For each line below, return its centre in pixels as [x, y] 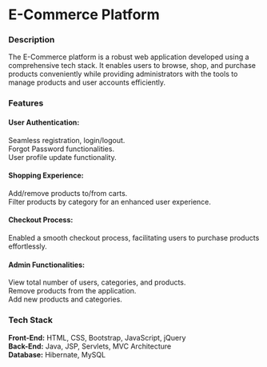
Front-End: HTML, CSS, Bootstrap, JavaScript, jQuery [97, 337]
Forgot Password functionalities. [61, 149]
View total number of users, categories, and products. [97, 282]
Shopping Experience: [46, 176]
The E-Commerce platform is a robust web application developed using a [129, 57]
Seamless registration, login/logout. [67, 140]
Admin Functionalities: [47, 265]
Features [26, 103]
